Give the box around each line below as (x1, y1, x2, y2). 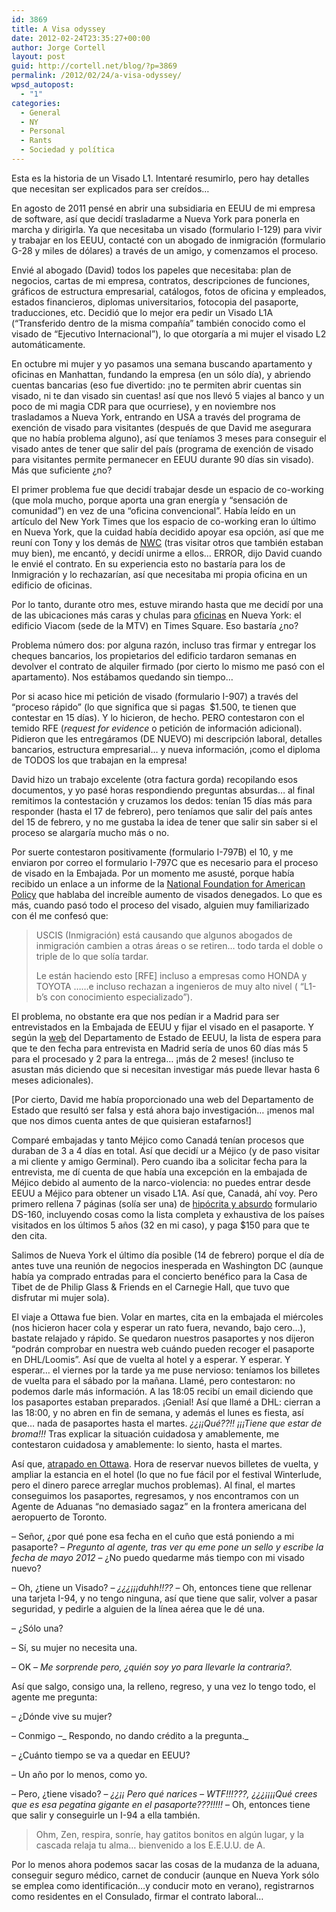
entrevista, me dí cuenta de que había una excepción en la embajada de (11, 1166, 308, 1178)
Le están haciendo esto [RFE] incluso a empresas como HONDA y (35, 969, 308, 981)
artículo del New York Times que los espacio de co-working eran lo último (11, 515, 317, 527)
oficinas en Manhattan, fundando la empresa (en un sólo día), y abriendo (11, 368, 312, 380)
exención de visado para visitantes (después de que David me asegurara (11, 421, 312, 433)
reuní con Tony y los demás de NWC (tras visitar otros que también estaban (11, 536, 324, 548)
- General (20, 107, 61, 118)
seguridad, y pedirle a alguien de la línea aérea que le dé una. (11, 1602, 266, 1615)
